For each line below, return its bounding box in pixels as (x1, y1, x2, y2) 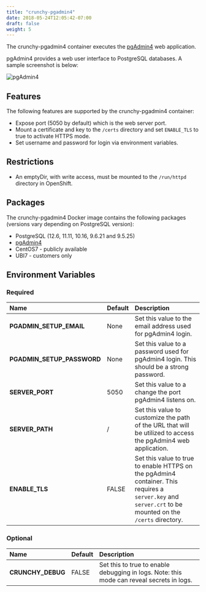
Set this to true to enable (99, 560, 170, 569)
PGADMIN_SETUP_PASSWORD (9, 355, 101, 363)
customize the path (134, 413, 190, 422)
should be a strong (134, 363, 189, 371)
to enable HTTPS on (134, 462, 193, 470)
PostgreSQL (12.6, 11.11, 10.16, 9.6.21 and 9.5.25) (15, 232, 135, 240)
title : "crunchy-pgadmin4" (6, 9, 75, 15)
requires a (134, 485, 164, 494)
